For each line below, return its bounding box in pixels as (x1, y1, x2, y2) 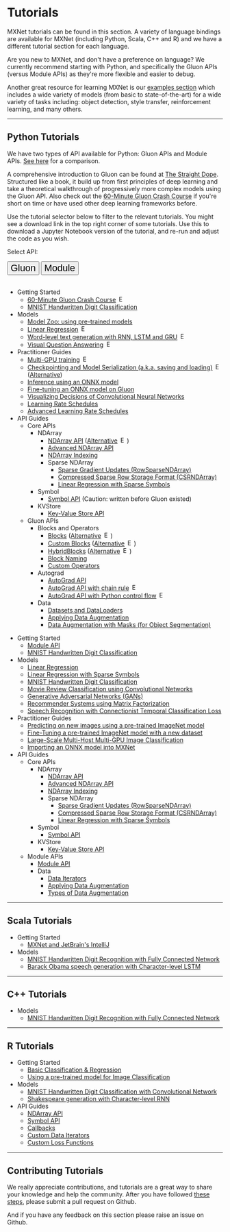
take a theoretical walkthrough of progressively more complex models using (7, 184, 221, 193)
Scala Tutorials (7, 915, 73, 926)
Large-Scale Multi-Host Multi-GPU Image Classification (27, 735, 183, 744)
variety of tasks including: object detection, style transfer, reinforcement (7, 97, 211, 106)
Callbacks (27, 1124, 56, 1132)
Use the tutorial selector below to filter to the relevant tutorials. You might (7, 212, 214, 221)
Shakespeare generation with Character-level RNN (27, 1095, 170, 1103)
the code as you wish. (7, 234, 69, 243)
